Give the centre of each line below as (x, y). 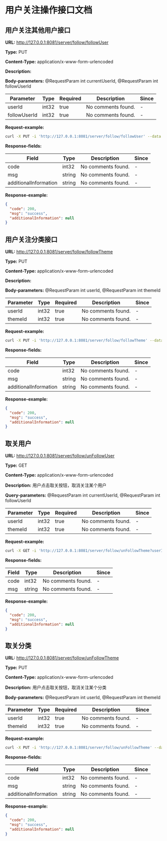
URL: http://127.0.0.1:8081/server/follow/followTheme (59, 252)
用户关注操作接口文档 (49, 10)
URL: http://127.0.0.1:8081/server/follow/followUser (57, 42)
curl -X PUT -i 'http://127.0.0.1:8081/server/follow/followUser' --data (83, 136)
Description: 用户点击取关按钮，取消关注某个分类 (56, 688)
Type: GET (16, 465)
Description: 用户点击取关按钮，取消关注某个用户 (56, 485)
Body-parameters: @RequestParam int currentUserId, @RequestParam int (82, 81)
